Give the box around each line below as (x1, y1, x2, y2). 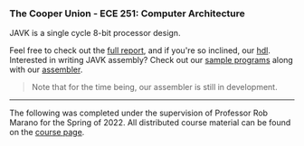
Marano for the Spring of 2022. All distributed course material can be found (9, 117, 291, 128)
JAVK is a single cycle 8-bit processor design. (9, 28, 181, 39)
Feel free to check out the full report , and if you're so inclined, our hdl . (9, 45, 271, 56)
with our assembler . (9, 64, 83, 75)
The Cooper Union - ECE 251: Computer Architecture (9, 7, 246, 20)
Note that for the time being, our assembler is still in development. (31, 82, 278, 93)
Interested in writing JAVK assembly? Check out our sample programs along (9, 55, 294, 66)
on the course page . (9, 127, 85, 138)
